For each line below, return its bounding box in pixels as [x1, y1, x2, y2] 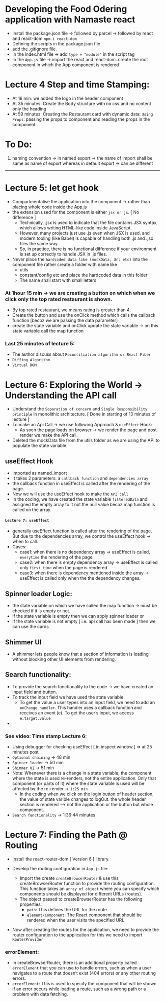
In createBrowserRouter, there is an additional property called [12, 960, 137, 965]
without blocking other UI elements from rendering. [12, 656, 116, 662]
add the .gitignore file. [12, 46, 57, 52]
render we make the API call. [19, 432, 78, 438]
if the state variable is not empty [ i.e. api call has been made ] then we [12, 618, 156, 625]
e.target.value [19, 716, 51, 721]
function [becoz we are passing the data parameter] [12, 317, 118, 324]
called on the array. [12, 507, 52, 513]
